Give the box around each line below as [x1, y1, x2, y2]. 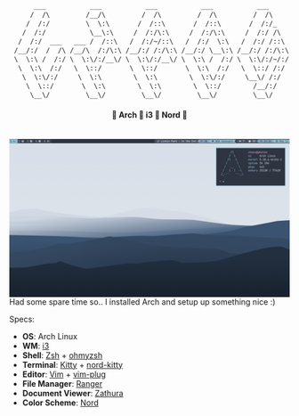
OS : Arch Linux [21, 330, 78, 341]
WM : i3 [21, 340, 50, 351]
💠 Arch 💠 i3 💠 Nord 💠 [111, 109, 188, 120]
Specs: [9, 314, 36, 324]
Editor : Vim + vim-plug [21, 369, 107, 379]
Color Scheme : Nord [21, 397, 100, 408]
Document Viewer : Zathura [21, 387, 124, 398]
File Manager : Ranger [21, 378, 103, 388]
